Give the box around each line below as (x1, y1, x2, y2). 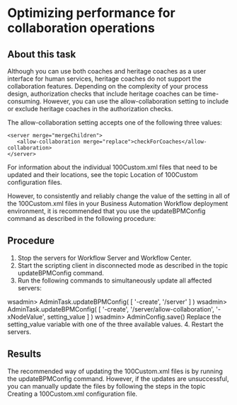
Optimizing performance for (7, 5, 175, 21)
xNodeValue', (7, 312, 46, 321)
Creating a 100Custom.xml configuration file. (7, 389, 138, 398)
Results (7, 348, 42, 360)
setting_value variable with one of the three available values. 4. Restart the (7, 320, 224, 329)
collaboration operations (7, 20, 156, 36)
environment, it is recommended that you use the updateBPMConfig (7, 207, 206, 215)
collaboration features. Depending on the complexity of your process (7, 82, 209, 90)
